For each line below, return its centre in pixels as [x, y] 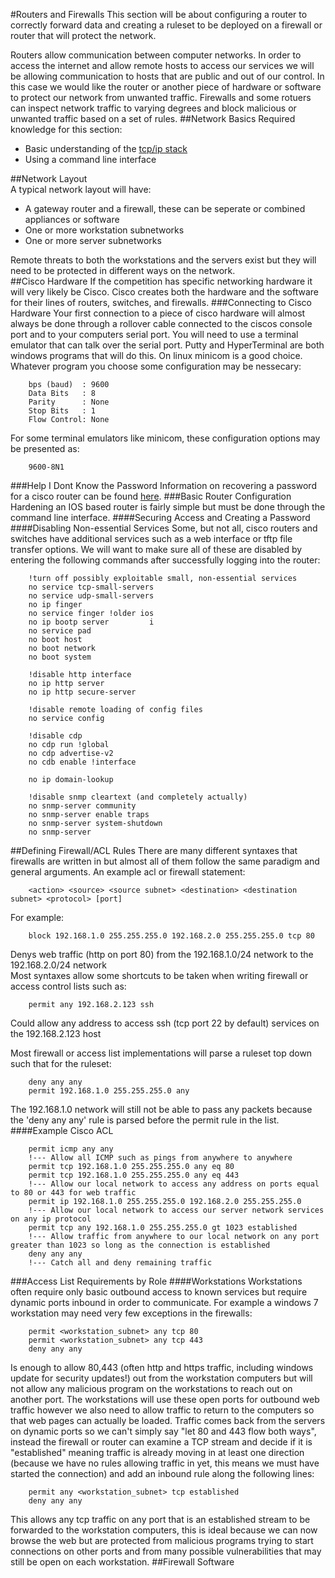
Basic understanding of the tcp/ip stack [106, 148]
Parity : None [69, 402]
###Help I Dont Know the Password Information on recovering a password [163, 485]
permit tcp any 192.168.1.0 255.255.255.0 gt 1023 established [163, 1228]
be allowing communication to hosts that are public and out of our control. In [167, 76]
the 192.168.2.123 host [56, 1033]
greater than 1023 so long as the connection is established [140, 1245]
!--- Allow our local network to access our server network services [176, 1210]
